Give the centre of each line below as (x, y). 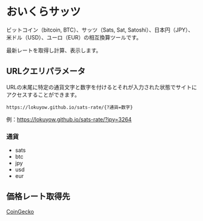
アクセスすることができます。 (43, 95)
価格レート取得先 (38, 196)
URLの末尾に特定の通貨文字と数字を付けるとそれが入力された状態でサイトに (101, 87)
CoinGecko (20, 211)
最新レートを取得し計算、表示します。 (54, 50)
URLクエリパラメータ (46, 71)
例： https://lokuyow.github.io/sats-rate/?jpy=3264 (69, 119)
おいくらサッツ (44, 12)
